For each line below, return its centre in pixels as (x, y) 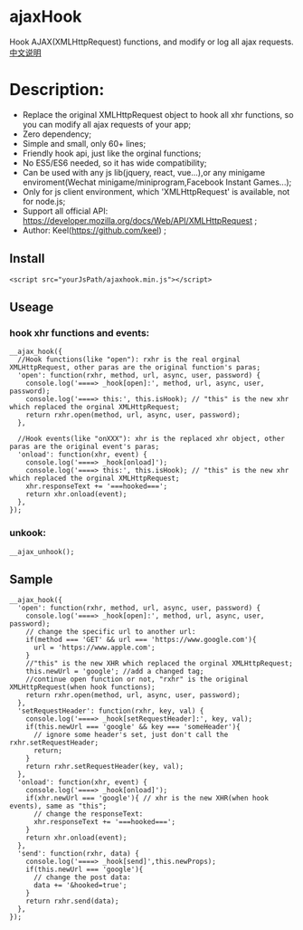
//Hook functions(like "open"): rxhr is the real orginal (129, 360)
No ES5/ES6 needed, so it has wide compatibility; (114, 163)
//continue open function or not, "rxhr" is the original (137, 680)
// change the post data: (82, 877)
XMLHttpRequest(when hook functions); (82, 687)
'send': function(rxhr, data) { (79, 854)
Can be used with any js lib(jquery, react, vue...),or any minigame (143, 172)
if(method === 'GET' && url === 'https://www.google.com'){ (141, 640)
